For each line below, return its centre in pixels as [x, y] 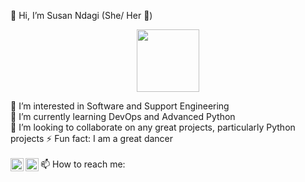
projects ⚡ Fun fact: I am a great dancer [92, 138]
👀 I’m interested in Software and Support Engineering [120, 106]
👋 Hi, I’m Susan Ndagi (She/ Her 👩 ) [81, 15]
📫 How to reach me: [83, 164]
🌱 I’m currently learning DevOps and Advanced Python [123, 116]
